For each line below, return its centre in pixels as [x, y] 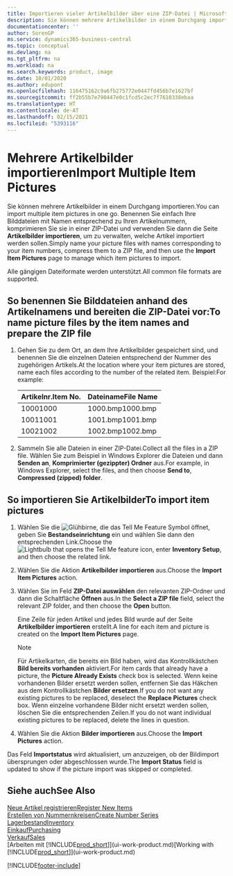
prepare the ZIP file [50, 333]
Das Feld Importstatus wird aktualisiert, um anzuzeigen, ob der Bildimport [113, 754]
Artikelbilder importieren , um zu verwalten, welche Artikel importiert [106, 236]
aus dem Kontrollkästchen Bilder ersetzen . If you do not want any [110, 691]
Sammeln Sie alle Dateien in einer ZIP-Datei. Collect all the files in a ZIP [118, 448]
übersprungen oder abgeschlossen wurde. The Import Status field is [105, 762]
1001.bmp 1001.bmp [122, 420]
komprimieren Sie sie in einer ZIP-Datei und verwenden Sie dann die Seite [113, 229]
